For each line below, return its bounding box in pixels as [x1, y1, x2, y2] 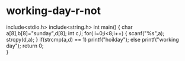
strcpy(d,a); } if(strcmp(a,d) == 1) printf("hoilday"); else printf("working [6, 36, 179, 43]
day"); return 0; [6, 42, 44, 49]
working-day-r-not [6, 4, 101, 18]
